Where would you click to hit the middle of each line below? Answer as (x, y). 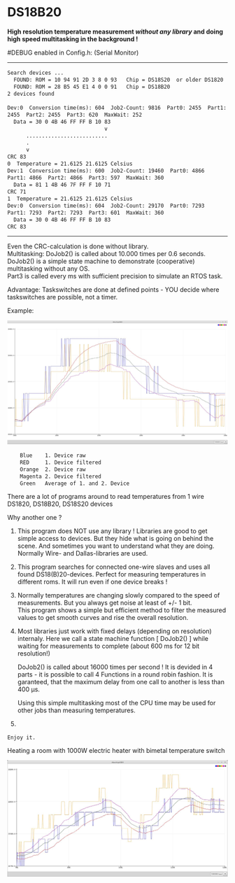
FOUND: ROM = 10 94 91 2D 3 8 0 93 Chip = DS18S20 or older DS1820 (119, 80)
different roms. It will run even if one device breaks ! (92, 582)
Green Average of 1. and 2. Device (75, 483)
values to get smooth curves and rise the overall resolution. (103, 618)
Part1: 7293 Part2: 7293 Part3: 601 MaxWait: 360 (86, 213)
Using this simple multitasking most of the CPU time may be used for (116, 703)
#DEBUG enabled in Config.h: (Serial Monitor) (73, 52)
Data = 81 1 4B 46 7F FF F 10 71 (62, 185)
